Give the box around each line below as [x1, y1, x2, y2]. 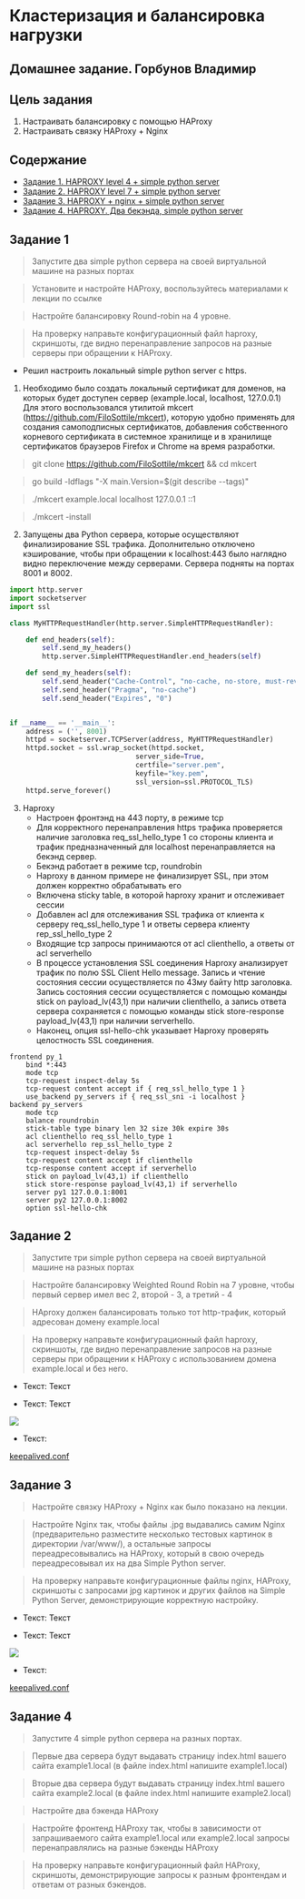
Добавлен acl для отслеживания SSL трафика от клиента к [35, 909, 265, 919]
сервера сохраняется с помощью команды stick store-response [35, 1005, 284, 1016]
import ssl [9, 602, 51, 611]
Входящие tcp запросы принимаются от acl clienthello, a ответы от [35, 938, 295, 949]
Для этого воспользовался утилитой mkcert [22, 402, 193, 413]
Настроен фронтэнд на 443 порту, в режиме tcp [35, 812, 224, 823]
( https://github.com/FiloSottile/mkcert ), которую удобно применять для [22, 411, 295, 423]
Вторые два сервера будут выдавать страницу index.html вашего [31, 1777, 286, 1789]
